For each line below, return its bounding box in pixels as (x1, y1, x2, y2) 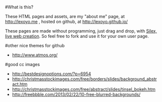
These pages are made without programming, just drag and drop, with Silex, (5, 28, 157, 34)
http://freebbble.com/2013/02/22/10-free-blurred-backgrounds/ (12, 92, 141, 97)
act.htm (12, 81, 28, 87)
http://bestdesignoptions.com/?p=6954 (12, 71, 91, 77)
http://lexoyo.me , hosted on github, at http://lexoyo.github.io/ (5, 19, 128, 24)
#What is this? (5, 4, 33, 10)
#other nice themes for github (5, 43, 65, 48)
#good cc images (5, 62, 40, 67)
